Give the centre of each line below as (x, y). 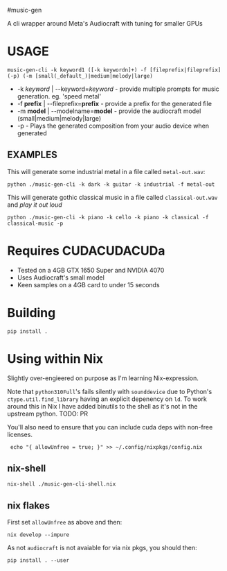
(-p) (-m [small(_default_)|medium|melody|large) (80, 76)
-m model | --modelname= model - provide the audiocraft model (109, 111)
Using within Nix (55, 358)
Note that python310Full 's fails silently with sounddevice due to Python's (110, 391)
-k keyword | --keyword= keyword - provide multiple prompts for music (118, 89)
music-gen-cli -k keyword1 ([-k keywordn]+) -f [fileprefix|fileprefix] (114, 70)
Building (31, 313)
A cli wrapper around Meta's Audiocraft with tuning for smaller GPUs (105, 23)
